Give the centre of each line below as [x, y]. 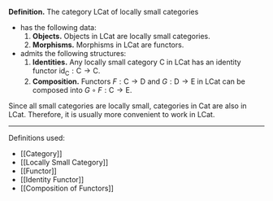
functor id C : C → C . [66, 72]
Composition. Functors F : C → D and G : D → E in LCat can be [139, 81]
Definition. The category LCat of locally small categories [104, 12]
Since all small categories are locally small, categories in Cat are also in [128, 106]
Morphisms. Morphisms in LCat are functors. [108, 45]
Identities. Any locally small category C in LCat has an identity [136, 62]
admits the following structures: [73, 53]
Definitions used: [37, 138]
